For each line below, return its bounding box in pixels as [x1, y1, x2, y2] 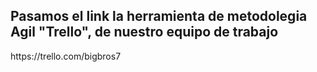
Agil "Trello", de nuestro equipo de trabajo [10, 24, 279, 41]
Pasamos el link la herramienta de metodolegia [10, 8, 308, 25]
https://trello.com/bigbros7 [10, 50, 122, 62]
